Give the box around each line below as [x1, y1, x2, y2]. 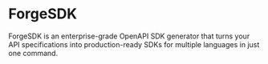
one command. [8, 48, 59, 58]
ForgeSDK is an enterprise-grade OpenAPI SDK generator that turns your [8, 31, 250, 41]
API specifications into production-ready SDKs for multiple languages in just [8, 39, 260, 49]
